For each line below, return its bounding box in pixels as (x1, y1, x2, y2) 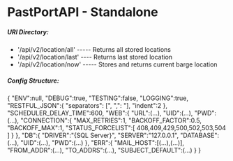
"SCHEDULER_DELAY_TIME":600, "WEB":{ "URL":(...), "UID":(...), (7, 109, 193, 118)
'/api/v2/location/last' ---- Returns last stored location (17, 53, 173, 62)
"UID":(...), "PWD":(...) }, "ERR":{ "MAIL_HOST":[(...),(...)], (20, 139, 185, 147)
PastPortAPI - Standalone (7, 4, 158, 20)
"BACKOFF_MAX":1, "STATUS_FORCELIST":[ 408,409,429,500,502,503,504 (7, 124, 227, 132)
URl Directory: (7, 27, 49, 36)
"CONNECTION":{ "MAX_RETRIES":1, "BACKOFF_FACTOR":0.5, (20, 116, 202, 125)
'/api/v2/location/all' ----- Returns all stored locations (17, 45, 171, 54)
